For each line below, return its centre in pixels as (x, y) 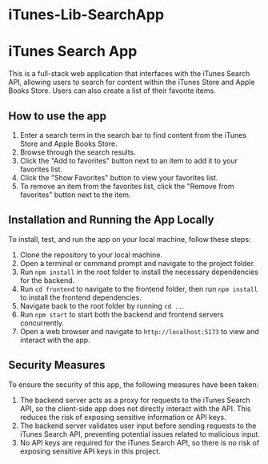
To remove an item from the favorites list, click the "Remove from (127, 186)
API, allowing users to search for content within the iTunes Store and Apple (132, 83)
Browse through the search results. (78, 152)
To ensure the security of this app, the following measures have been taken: (134, 384)
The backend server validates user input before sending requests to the (138, 426)
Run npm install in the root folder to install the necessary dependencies (139, 272)
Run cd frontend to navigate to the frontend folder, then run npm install (139, 288)
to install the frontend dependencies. (80, 297)
